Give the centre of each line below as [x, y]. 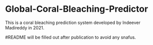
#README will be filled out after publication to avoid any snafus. [71, 37]
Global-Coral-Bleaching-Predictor [77, 9]
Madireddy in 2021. [25, 27]
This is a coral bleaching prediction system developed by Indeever [73, 22]
